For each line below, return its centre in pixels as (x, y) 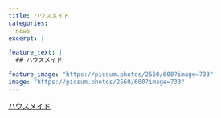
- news (19, 31)
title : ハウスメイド (39, 16)
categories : (28, 23)
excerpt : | (27, 38)
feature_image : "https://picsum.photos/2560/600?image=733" (111, 75)
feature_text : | (35, 53)
